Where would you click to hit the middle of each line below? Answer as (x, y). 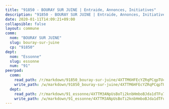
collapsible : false (26, 24)
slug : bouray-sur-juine (34, 43)
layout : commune (22, 29)
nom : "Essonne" (26, 57)
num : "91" (20, 66)
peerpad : (14, 71)
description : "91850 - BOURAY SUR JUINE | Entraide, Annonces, (73, 15)
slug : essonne (24, 61)
